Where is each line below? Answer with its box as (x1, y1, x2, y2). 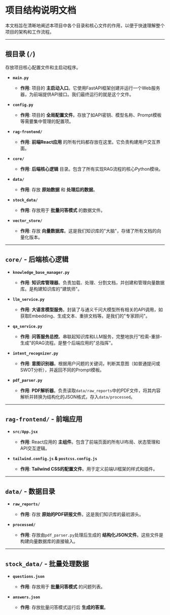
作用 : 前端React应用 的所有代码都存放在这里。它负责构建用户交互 (20, 139, 156, 145)
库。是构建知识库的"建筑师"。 (20, 285, 82, 292)
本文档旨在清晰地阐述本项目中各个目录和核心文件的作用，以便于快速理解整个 (5, 22, 165, 28)
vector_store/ (12, 218, 42, 223)
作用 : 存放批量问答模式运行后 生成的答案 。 (20, 604, 109, 610)
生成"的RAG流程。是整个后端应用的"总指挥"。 (20, 340, 115, 346)
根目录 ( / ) (5, 50, 35, 58)
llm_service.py (12, 297, 45, 302)
